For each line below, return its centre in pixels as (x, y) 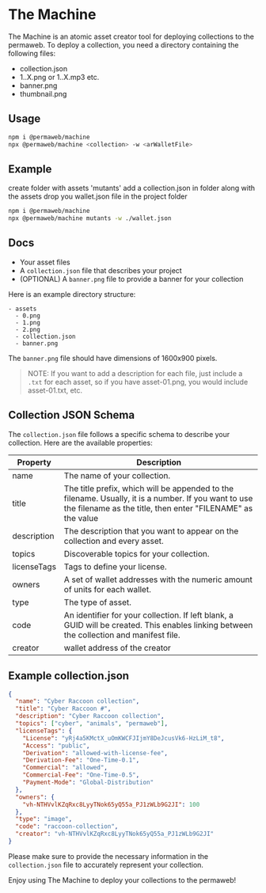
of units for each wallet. (108, 589)
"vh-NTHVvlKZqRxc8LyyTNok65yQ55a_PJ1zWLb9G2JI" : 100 (111, 804)
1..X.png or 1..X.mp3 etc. (59, 77)
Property (34, 462)
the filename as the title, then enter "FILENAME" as (158, 508)
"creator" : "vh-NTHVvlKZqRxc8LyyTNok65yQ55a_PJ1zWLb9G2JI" (115, 834)
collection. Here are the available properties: (80, 443)
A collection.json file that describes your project (101, 270)
